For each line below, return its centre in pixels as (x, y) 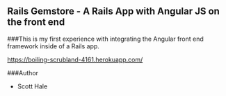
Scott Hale (32, 86)
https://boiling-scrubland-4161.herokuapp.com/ (75, 59)
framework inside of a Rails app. (53, 46)
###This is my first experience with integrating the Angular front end (105, 39)
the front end (36, 22)
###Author (23, 73)
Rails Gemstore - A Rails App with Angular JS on (114, 11)
